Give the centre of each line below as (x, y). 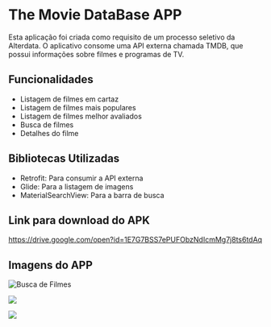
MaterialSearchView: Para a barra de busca (92, 195)
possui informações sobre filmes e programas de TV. (96, 54)
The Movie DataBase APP (95, 15)
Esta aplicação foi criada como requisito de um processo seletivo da (122, 37)
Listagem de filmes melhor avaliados (81, 116)
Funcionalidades (51, 79)
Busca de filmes (47, 124)
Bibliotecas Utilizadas (64, 159)
